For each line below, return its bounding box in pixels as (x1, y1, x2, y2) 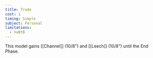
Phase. (5, 48, 19, 54)
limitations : (5, 25, 32, 30)
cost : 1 (5, 12, 21, 17)
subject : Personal (5, 20, 43, 26)
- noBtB (9, 30, 25, 35)
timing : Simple (5, 16, 36, 21)
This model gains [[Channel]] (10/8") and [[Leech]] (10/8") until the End (5, 43, 149, 49)
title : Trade (5, 7, 32, 12)
